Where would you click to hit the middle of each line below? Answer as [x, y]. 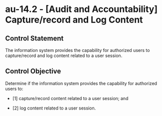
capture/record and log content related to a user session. [64, 55]
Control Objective [33, 71]
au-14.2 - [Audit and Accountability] [81, 9]
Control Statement [34, 38]
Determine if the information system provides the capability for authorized [81, 83]
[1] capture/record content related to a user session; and [70, 98]
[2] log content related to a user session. [54, 108]
